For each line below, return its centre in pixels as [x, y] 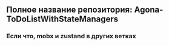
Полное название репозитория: [69, 10]
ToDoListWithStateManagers [62, 19]
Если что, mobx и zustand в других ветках [71, 36]
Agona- [149, 10]
